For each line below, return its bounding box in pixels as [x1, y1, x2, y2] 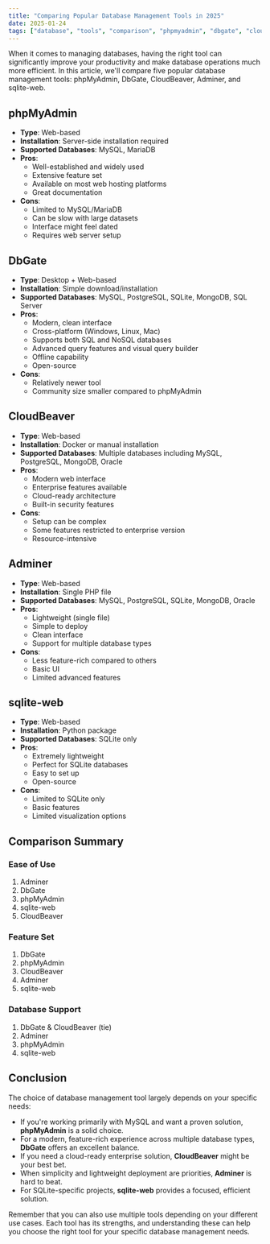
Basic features [31, 803, 80, 812]
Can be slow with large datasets [31, 213, 138, 223]
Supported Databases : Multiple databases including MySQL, [19, 448, 223, 457]
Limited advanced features [31, 672, 121, 682]
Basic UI [31, 663, 60, 673]
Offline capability [31, 352, 89, 362]
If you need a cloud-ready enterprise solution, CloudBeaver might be [19, 1151, 250, 1160]
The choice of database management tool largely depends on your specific [8, 1093, 257, 1102]
